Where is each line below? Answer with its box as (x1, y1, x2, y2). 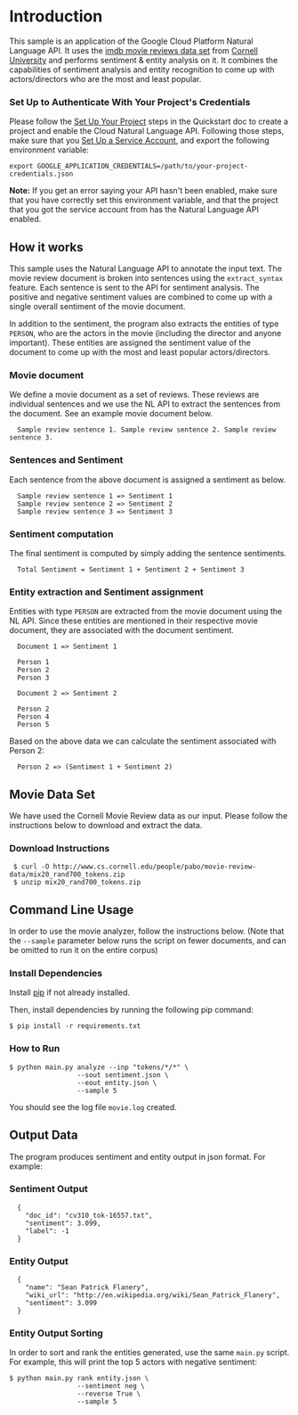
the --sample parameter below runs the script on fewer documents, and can (9, 935, 286, 946)
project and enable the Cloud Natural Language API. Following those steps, (9, 126, 285, 136)
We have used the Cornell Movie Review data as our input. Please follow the (9, 810, 288, 821)
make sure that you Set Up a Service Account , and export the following (9, 136, 270, 146)
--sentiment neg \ (77, 1382, 145, 1391)
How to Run (9, 1042, 60, 1055)
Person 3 (17, 673, 50, 683)
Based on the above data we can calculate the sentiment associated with (9, 736, 277, 746)
